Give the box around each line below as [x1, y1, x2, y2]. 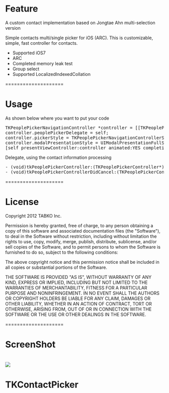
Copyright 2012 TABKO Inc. [5, 213, 62, 219]
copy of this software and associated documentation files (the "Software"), [5, 228, 161, 234]
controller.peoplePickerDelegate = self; [5, 130, 109, 136]
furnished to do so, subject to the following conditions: [5, 249, 118, 255]
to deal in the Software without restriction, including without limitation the [5, 233, 157, 239]
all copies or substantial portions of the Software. [5, 264, 107, 270]
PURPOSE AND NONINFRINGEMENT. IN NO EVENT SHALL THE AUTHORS [5, 290, 160, 296]
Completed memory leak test [12, 60, 73, 66]
